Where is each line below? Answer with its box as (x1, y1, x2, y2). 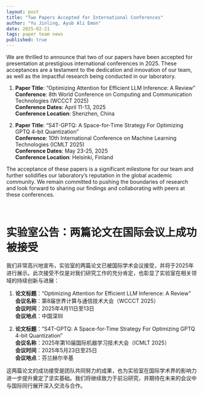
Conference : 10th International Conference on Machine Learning (14, 134, 177, 142)
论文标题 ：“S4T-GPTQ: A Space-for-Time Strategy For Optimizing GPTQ (14, 325, 195, 332)
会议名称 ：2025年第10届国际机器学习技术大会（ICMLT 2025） (14, 339, 170, 346)
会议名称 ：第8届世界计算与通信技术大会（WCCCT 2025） (14, 297, 159, 305)
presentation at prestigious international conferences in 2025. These (6, 60, 177, 67)
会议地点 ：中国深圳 (14, 312, 63, 320)
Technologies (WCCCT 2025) (14, 97, 89, 104)
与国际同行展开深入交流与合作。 (6, 382, 86, 389)
